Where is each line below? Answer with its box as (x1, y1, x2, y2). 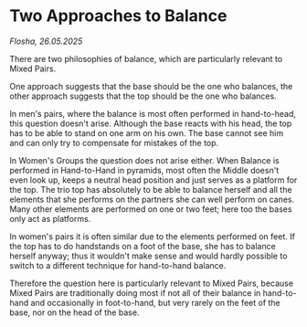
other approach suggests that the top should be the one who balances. (9, 90, 277, 101)
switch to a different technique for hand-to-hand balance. (9, 259, 227, 270)
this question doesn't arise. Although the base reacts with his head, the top (9, 118, 292, 129)
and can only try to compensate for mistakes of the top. (9, 137, 219, 148)
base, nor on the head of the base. (9, 307, 140, 318)
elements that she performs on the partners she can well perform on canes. (9, 194, 295, 205)
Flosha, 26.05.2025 (9, 36, 83, 47)
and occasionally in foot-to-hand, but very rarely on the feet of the (30, 297, 281, 308)
